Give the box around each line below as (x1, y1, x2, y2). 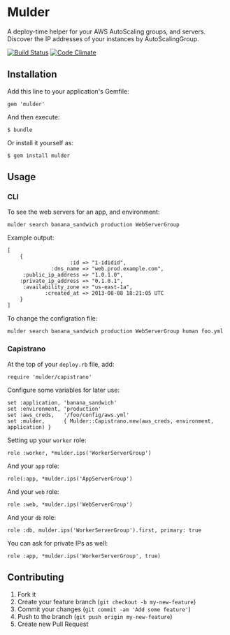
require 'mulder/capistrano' (7, 373, 92, 381)
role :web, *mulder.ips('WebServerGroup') (7, 501, 133, 508)
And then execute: (7, 112, 60, 121)
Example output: (7, 233, 55, 242)
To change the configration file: (7, 314, 98, 323)
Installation (7, 68, 57, 80)
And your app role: (7, 462, 59, 470)
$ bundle (7, 126, 33, 133)
